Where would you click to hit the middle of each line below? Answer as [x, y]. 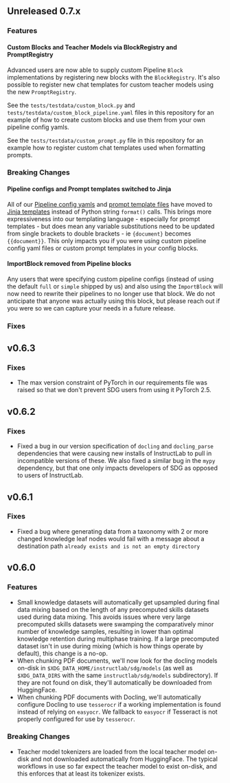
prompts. [20, 155]
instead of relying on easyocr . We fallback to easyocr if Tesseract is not [117, 712]
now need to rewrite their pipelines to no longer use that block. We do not [111, 293]
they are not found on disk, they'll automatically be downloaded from [114, 682]
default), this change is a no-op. [62, 653]
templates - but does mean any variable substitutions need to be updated [111, 226]
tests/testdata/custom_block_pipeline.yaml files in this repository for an [111, 112]
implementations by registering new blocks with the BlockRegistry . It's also [114, 77]
